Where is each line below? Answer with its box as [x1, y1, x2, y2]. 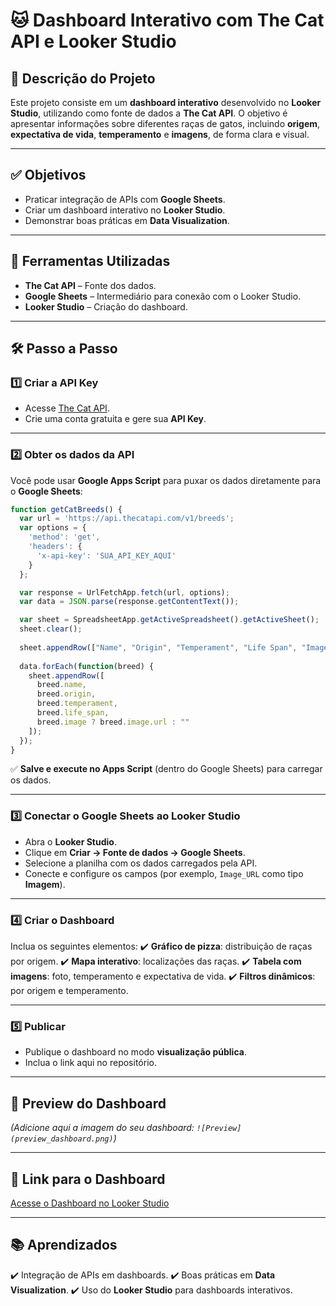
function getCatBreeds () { [10, 504, 123, 514]
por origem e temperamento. [10, 985, 129, 997]
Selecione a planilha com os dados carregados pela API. [24, 857, 258, 869]
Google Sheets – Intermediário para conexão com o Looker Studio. [24, 290, 302, 302]
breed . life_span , [36, 708, 110, 718]
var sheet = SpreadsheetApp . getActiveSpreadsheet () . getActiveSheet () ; [19, 615, 320, 625]
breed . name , [36, 680, 87, 690]
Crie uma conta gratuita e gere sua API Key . [24, 413, 207, 425]
